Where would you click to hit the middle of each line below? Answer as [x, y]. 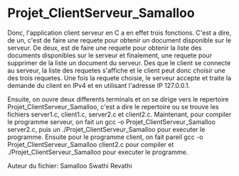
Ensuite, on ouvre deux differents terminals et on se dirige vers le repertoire [118, 99]
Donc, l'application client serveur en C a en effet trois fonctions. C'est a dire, [119, 33]
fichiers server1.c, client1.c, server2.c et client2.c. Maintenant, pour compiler [119, 114]
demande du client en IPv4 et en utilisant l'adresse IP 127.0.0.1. [99, 85]
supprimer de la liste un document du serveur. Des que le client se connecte [119, 62]
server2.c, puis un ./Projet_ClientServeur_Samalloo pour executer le [106, 129]
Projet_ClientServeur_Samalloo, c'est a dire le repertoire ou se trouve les [113, 106]
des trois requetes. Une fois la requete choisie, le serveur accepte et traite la [119, 78]
